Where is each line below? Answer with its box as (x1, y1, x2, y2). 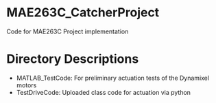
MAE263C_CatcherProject (6, 5, 160, 20)
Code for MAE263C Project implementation (6, 27, 129, 35)
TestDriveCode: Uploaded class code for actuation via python (16, 88, 191, 96)
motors (16, 80, 37, 89)
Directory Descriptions (6, 51, 139, 67)
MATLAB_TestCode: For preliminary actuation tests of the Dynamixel (16, 74, 210, 82)
